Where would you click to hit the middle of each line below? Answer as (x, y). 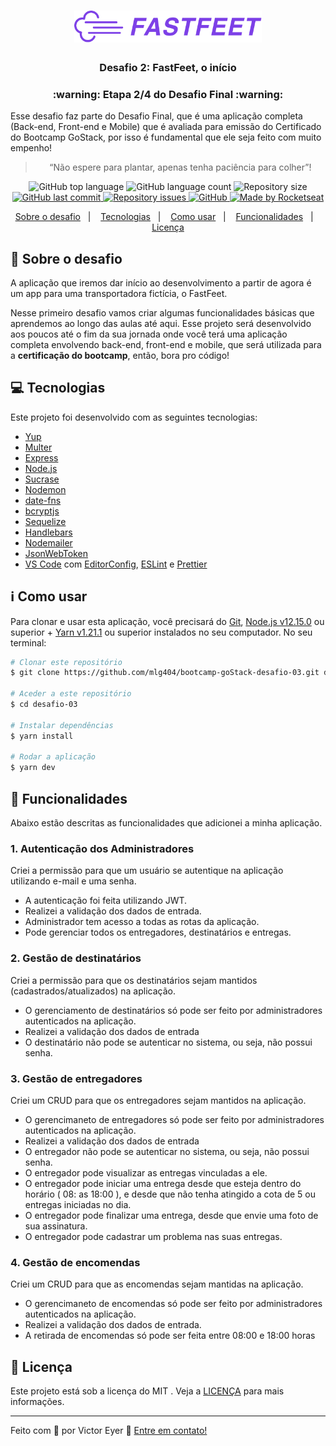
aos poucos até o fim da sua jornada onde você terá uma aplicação (149, 334)
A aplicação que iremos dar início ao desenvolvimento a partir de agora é (161, 282)
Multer (38, 447)
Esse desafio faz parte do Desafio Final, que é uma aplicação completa (156, 116)
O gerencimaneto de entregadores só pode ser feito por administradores (174, 1119)
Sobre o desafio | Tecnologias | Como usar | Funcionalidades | (164, 217)
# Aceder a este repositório (71, 694)
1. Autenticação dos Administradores (102, 848)
